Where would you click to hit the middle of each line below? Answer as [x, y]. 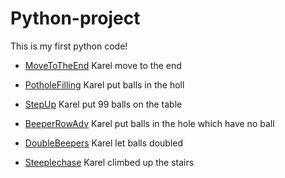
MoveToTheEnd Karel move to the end [103, 65]
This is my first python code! [69, 46]
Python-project [75, 18]
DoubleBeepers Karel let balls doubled [104, 143]
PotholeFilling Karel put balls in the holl [104, 84]
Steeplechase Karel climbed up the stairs [109, 162]
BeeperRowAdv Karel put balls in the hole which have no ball [149, 123]
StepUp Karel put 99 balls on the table [103, 104]
